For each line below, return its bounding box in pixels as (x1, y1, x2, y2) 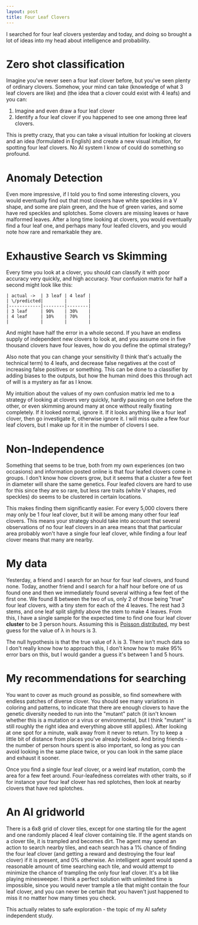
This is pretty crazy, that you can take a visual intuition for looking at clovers (6, 132, 191, 139)
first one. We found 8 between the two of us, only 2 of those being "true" (6, 596, 184, 603)
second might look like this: (6, 281, 73, 289)
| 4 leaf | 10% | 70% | (6, 313, 92, 320)
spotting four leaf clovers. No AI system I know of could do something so (6, 144, 184, 151)
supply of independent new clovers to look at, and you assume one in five (6, 335, 186, 343)
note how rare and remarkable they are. (6, 229, 103, 236)
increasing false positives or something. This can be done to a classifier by (6, 366, 189, 373)
